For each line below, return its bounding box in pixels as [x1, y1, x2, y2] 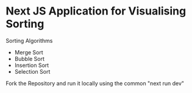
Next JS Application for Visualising [5, 4, 187, 18]
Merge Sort [14, 48, 43, 56]
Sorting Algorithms [5, 37, 53, 44]
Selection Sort [14, 68, 51, 75]
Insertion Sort [14, 62, 49, 69]
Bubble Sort [14, 55, 45, 62]
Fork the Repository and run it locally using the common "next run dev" [5, 80, 184, 87]
